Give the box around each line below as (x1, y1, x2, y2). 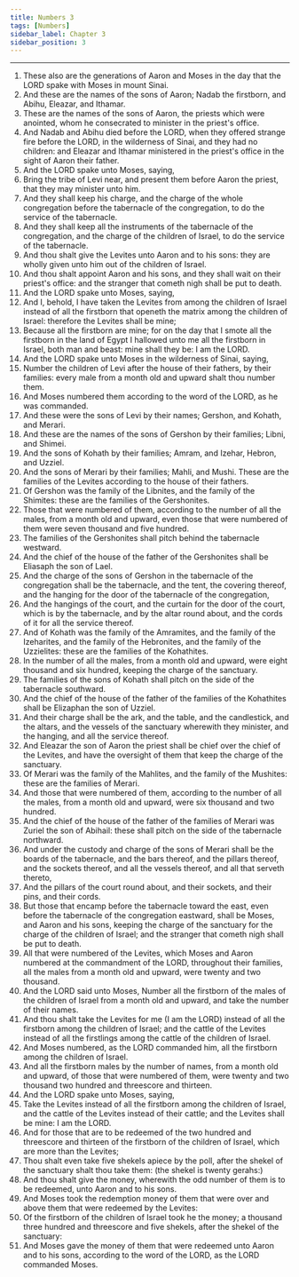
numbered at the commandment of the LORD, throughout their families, (22, 957, 283, 968)
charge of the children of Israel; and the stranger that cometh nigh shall (22, 929, 285, 940)
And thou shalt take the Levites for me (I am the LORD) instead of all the (22, 1014, 286, 1025)
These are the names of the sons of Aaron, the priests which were (22, 108, 265, 119)
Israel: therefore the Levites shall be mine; (22, 316, 177, 327)
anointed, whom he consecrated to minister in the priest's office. (22, 117, 260, 129)
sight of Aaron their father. (22, 155, 120, 166)
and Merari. (22, 419, 66, 431)
